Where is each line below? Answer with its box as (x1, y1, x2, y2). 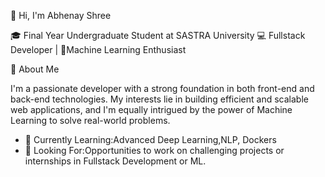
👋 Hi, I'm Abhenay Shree (10, 10, 112, 21)
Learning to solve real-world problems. (10, 115, 171, 126)
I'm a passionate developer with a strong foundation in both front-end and (10, 83, 315, 94)
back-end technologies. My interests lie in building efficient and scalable (10, 93, 309, 105)
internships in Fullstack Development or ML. (24, 155, 207, 167)
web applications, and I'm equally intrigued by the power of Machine (10, 104, 293, 115)
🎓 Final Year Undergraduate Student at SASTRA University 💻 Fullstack (10, 30, 306, 41)
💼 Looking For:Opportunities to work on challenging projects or (24, 145, 285, 156)
